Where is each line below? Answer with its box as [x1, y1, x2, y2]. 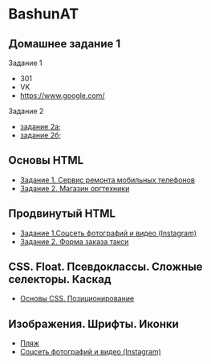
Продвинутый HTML [8, 207, 116, 221]
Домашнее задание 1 [8, 37, 121, 51]
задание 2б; [19, 130, 62, 140]
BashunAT [8, 5, 79, 23]
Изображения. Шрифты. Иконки [8, 317, 179, 330]
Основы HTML [8, 153, 84, 167]
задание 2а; [19, 122, 62, 131]
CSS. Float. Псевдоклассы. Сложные [8, 260, 203, 274]
